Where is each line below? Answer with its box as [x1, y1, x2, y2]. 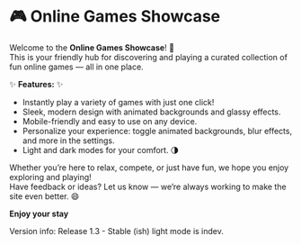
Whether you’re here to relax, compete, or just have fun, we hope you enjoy [9, 162, 289, 173]
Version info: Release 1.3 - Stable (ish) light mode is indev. [9, 225, 225, 236]
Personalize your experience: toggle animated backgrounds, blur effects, [22, 125, 293, 136]
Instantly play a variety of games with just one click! [22, 96, 215, 107]
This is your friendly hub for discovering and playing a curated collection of [9, 51, 288, 62]
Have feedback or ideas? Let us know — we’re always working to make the [9, 181, 287, 192]
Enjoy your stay [9, 208, 69, 219]
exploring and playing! [9, 171, 92, 182]
